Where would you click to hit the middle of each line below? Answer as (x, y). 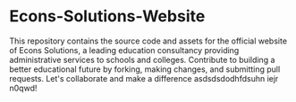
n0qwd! (23, 88)
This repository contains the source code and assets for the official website (148, 41)
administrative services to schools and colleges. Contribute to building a (142, 59)
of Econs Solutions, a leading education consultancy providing (124, 50)
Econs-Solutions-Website (107, 16)
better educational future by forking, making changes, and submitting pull (145, 69)
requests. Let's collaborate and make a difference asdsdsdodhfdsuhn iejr (144, 78)
